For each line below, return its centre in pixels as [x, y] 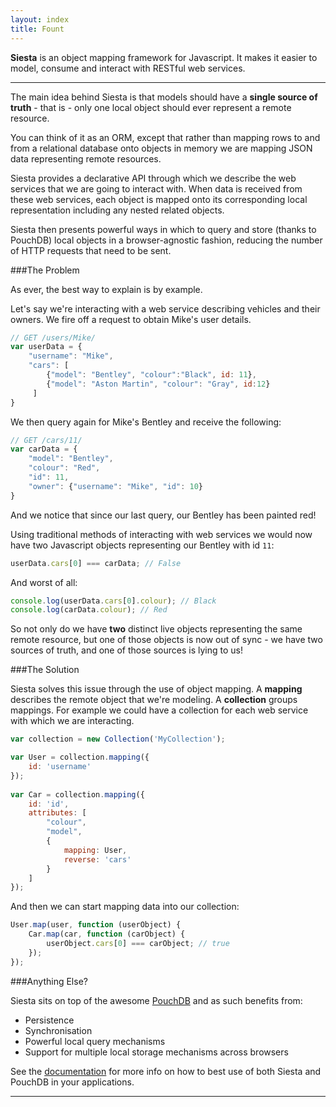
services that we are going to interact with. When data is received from [156, 188]
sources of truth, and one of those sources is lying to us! [127, 650]
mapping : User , [95, 850]
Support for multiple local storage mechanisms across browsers [156, 1052]
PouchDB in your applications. [72, 1082]
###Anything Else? [49, 981]
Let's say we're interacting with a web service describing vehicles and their [165, 308]
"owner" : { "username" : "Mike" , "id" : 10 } [115, 486]
